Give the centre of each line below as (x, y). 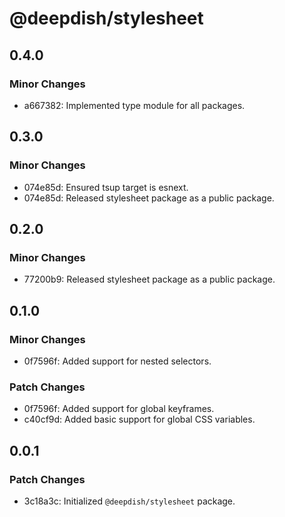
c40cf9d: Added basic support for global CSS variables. (139, 419)
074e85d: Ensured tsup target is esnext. (106, 187)
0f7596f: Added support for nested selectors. (117, 361)
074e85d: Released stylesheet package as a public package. (149, 198)
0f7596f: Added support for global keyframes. (119, 409)
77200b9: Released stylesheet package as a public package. (149, 279)
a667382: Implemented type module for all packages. (134, 105)
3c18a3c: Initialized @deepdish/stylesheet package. (129, 501)
